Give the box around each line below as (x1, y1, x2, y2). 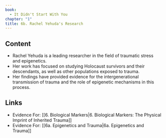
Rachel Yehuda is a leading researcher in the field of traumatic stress (12, 53, 154, 59)
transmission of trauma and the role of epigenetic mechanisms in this (12, 79, 154, 85)
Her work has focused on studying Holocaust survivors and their (12, 63, 145, 69)
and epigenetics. (12, 58, 47, 64)
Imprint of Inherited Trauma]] (12, 117, 72, 123)
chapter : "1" (5, 16, 32, 21)
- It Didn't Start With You (9, 12, 68, 17)
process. (12, 84, 31, 90)
